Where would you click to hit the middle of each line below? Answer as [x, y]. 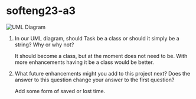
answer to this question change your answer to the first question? [94, 80]
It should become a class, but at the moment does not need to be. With [101, 56]
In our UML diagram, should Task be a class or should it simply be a [97, 38]
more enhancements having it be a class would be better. [84, 62]
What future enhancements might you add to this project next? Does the [102, 73]
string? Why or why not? [44, 45]
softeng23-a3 [41, 11]
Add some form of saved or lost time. [60, 91]
